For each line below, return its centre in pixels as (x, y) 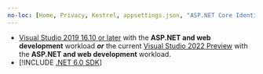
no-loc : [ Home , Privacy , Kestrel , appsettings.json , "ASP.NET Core (120, 15)
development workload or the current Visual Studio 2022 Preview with (133, 46)
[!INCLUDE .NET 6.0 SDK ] (60, 62)
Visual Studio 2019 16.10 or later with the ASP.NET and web (115, 37)
